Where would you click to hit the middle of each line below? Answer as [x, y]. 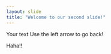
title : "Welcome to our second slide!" [56, 17]
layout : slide [24, 12]
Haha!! [14, 46]
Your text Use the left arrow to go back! [55, 34]
